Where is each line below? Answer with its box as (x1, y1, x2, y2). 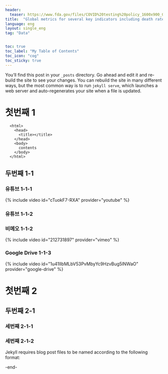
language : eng (5, 21, 35, 27)
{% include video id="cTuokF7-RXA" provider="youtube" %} (5, 197, 130, 203)
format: (5, 354, 20, 360)
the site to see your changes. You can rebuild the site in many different (16, 77, 162, 83)
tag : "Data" (5, 31, 30, 36)
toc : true (5, 44, 26, 49)
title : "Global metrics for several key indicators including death (5, 17, 153, 22)
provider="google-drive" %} (5, 266, 63, 272)
